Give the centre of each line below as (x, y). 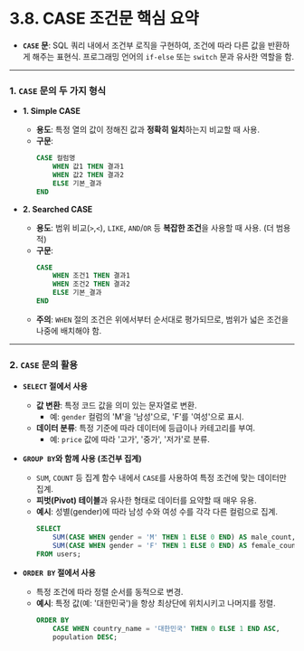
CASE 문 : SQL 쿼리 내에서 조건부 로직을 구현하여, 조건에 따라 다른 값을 (144, 45)
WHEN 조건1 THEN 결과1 (92, 276)
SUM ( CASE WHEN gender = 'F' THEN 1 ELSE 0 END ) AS (150, 546)
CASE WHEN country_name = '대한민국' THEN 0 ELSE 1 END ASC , (166, 628)
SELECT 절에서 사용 (55, 386)
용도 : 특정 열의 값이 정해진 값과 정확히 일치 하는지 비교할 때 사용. (148, 130)
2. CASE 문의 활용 (44, 364)
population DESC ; (85, 637)
